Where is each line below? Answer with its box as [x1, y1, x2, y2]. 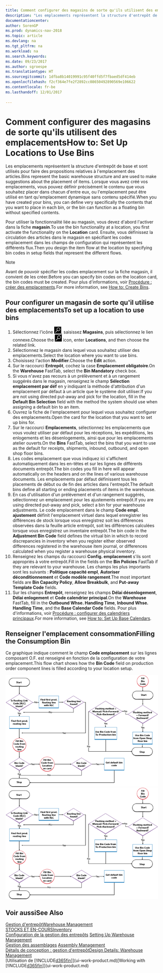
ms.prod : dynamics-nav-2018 [5, 28, 62, 33]
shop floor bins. [12, 450, 44, 456]
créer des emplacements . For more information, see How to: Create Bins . [5, 284, 150, 290]
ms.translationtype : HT [5, 69, 54, 74]
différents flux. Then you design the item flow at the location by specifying [5, 245, 152, 251]
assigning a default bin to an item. [12, 404, 80, 410]
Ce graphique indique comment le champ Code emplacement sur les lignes [5, 650, 157, 656]
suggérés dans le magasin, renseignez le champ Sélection [12, 379, 130, 384]
